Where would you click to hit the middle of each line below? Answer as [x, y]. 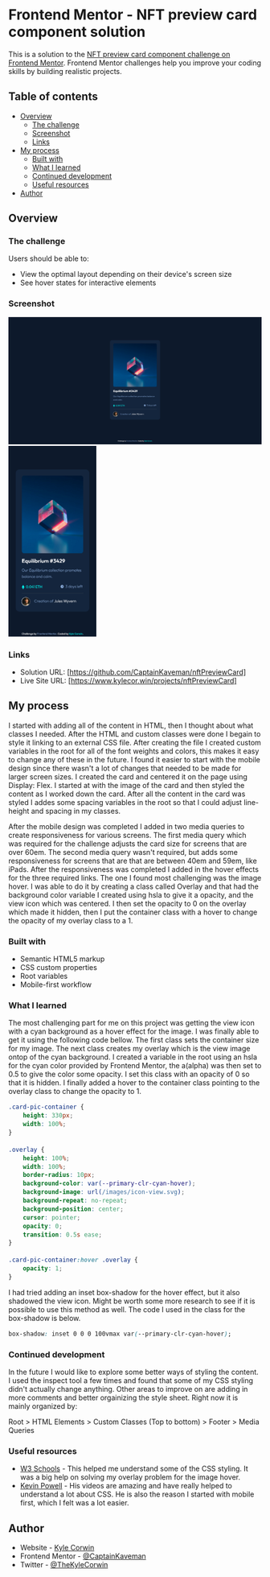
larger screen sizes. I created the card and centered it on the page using [128, 776]
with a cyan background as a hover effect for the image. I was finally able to [134, 1031]
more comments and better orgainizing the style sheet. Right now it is [123, 1397]
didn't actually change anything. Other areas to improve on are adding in [128, 1389]
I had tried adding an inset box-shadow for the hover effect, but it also [124, 1292]
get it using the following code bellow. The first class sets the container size [134, 1040]
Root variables [44, 976]
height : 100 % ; [46, 1158]
